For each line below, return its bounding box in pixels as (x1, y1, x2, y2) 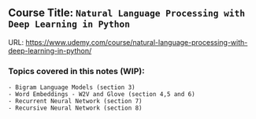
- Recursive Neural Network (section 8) (8, 104, 143, 113)
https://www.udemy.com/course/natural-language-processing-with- (25, 37, 248, 46)
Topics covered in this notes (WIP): (8, 65, 145, 76)
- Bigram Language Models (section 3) (8, 84, 135, 91)
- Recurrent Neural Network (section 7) (8, 98, 143, 106)
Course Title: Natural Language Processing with (8, 6, 246, 20)
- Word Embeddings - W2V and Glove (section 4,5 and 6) (8, 91, 195, 99)
